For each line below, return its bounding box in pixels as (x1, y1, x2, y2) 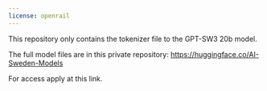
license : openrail (8, 11, 70, 20)
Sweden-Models (8, 58, 64, 68)
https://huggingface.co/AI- (170, 49, 260, 59)
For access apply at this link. (8, 73, 103, 83)
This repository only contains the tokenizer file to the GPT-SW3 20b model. (8, 34, 257, 43)
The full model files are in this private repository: (8, 49, 169, 59)
